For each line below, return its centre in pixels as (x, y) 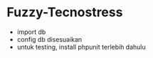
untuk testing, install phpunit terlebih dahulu (81, 47)
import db (31, 32)
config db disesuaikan (49, 39)
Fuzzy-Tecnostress (65, 12)
